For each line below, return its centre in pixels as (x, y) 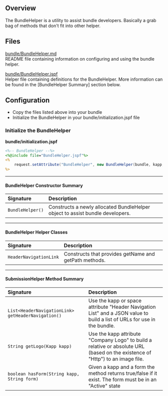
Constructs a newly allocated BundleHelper (99, 207)
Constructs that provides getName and (109, 254)
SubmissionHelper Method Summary (44, 279)
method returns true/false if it (123, 373)
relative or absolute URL (116, 346)
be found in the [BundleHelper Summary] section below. (63, 84)
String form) (23, 379)
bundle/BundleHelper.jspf (31, 74)
